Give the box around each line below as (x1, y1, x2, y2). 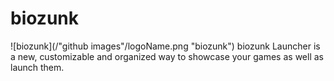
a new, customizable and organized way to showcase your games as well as (10, 50, 324, 62)
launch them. (10, 61, 65, 73)
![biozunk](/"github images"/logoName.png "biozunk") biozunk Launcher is (10, 40, 321, 52)
